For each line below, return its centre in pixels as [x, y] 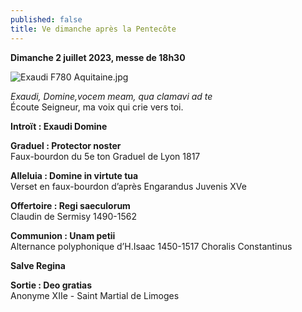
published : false [46, 19]
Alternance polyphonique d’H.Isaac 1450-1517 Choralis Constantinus [151, 246]
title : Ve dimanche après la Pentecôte [93, 29]
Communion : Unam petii [63, 235]
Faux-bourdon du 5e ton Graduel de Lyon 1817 [105, 156]
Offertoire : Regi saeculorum [70, 205]
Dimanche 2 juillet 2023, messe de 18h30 [98, 57]
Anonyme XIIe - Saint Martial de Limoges [95, 295]
